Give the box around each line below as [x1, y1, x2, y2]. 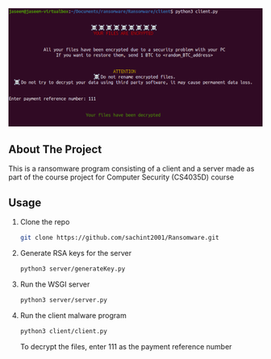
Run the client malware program [19, 310, 127, 320]
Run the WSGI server [19, 279, 90, 289]
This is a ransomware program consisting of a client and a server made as [8, 164, 255, 174]
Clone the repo [19, 217, 70, 227]
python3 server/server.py [19, 295, 107, 304]
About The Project [8, 142, 102, 156]
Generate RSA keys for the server [19, 248, 131, 258]
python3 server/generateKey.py [19, 265, 126, 273]
